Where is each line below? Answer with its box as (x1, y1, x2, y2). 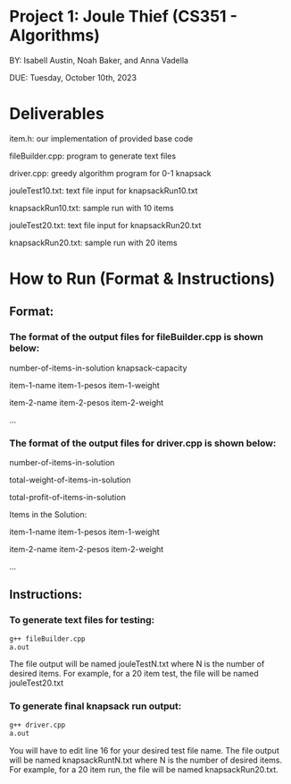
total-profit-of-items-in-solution (9, 492, 127, 503)
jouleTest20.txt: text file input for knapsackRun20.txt (9, 219, 202, 230)
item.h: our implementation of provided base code (9, 132, 194, 144)
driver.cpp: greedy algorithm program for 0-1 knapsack (9, 167, 212, 178)
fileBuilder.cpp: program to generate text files (9, 150, 177, 161)
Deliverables (9, 104, 104, 124)
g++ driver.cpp (9, 720, 66, 729)
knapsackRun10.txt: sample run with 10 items (9, 202, 174, 213)
